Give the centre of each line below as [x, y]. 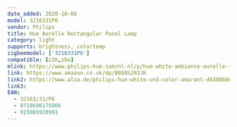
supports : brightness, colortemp [56, 47]
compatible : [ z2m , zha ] [41, 60]
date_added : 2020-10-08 [42, 14]
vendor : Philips [31, 27]
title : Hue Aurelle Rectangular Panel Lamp [72, 34]
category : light [31, 40]
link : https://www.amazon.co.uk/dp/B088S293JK [77, 73]
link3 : [17, 86]
